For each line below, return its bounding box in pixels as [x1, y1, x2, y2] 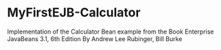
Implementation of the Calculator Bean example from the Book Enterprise [7, 27, 214, 36]
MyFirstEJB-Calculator [7, 5, 141, 21]
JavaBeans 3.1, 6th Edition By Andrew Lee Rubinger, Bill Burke [7, 34, 183, 42]
